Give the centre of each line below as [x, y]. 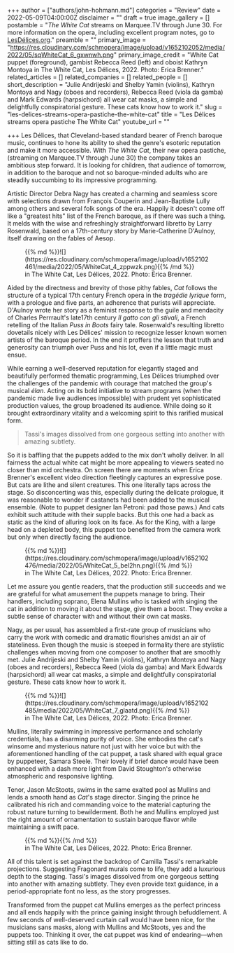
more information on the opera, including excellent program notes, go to [111, 32]
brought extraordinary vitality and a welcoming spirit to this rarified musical [115, 413]
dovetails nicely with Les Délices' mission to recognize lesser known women [117, 332]
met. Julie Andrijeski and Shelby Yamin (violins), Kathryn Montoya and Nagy [117, 659]
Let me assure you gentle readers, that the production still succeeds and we [117, 587]
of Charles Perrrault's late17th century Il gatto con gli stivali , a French [107, 317]
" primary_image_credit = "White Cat [166, 55]
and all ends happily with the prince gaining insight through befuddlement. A [117, 912]
